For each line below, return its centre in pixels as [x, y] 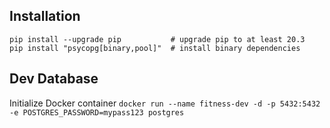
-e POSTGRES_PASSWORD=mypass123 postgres [97, 112]
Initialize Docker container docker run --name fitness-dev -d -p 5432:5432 [165, 103]
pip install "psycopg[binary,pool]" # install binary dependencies [155, 48]
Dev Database [54, 79]
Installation [45, 16]
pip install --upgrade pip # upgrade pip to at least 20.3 [157, 39]
